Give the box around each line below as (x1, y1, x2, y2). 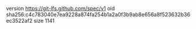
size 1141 (33, 17, 54, 24)
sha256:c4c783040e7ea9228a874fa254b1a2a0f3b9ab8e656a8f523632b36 (6, 11, 191, 18)
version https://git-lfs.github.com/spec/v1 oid (6, 5, 115, 12)
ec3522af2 (6, 17, 33, 24)
